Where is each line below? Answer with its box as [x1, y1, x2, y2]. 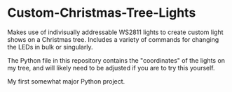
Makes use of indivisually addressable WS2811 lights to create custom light [7, 28, 224, 36]
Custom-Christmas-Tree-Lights [7, 5, 196, 21]
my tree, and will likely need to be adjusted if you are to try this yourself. [7, 63, 215, 72]
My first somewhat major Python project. [7, 77, 125, 85]
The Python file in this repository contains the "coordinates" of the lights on [7, 56, 226, 64]
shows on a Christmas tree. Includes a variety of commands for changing [7, 35, 219, 43]
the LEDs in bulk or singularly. [7, 43, 93, 51]
